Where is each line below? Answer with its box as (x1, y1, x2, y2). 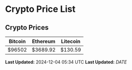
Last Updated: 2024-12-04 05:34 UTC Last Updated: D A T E (5, 59, 127, 65)
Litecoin (61, 38, 81, 45)
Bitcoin (8, 38, 26, 45)
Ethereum (32, 38, 56, 45)
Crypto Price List (5, 3, 76, 15)
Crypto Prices (5, 23, 49, 32)
